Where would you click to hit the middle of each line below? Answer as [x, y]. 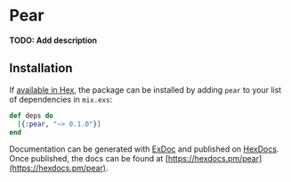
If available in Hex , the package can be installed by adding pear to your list [145, 89]
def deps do [31, 116]
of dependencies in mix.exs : [61, 99]
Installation [41, 68]
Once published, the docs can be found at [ [89, 159]
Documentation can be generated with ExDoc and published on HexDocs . [144, 149]
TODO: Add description [53, 40]
